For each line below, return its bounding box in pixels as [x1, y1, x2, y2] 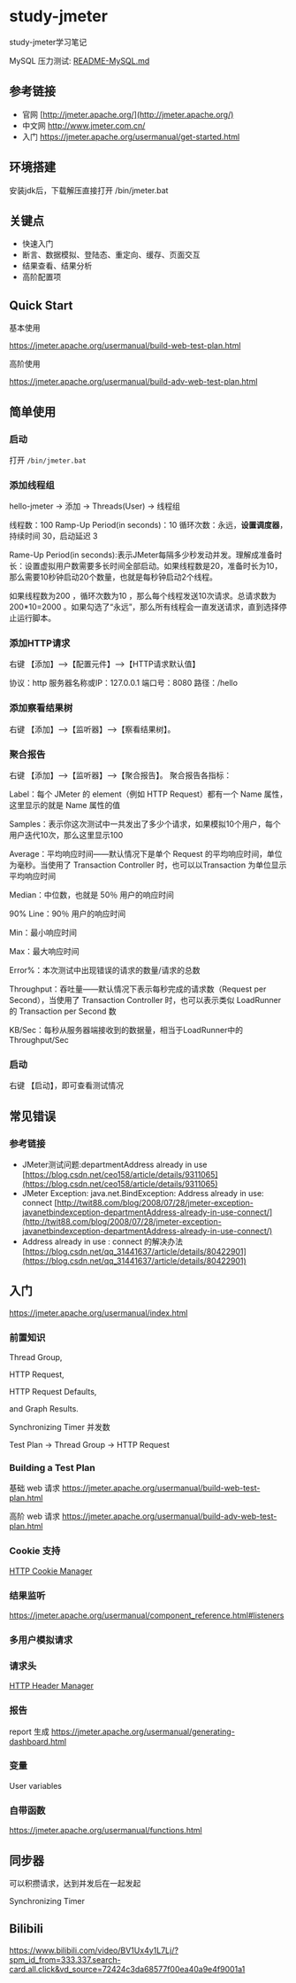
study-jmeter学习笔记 [9, 36, 87, 47]
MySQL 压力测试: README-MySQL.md [9, 55, 150, 66]
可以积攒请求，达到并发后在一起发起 [9, 1878, 141, 1888]
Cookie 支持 [9, 1544, 61, 1557]
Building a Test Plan [9, 1462, 95, 1474]
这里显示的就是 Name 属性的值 [9, 800, 121, 811]
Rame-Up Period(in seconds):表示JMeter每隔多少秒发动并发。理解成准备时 [9, 549, 283, 560]
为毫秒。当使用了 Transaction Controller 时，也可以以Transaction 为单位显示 [9, 859, 287, 870]
